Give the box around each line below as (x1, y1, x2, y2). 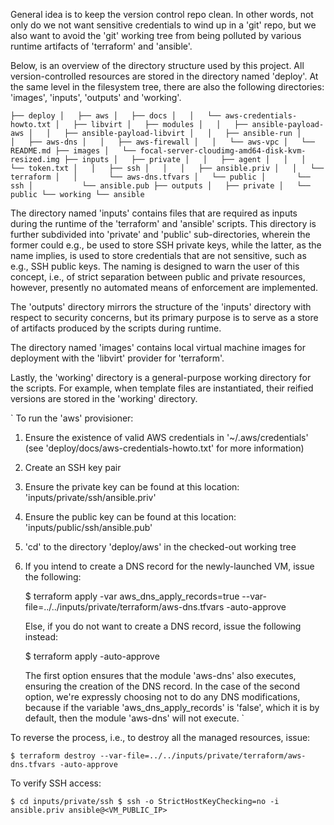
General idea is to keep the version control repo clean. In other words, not (10, 9, 314, 20)
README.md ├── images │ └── (10, 146, 137, 156)
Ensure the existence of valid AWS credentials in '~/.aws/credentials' (24, 432, 309, 443)
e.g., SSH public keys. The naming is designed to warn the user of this (10, 260, 300, 272)
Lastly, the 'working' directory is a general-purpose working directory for (10, 372, 312, 383)
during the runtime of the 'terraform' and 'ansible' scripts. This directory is (10, 218, 317, 229)
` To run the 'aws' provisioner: (10, 412, 134, 424)
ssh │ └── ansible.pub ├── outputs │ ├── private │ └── (10, 181, 311, 191)
